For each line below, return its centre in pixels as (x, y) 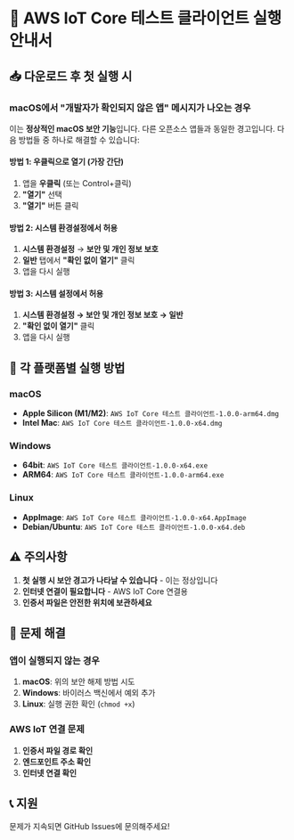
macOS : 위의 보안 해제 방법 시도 (78, 681)
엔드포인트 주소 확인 (57, 762)
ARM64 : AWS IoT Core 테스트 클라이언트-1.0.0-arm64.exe (123, 475)
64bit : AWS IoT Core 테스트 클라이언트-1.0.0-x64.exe (115, 465)
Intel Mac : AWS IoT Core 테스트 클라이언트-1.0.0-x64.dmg (122, 423)
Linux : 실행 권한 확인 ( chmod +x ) (78, 704)
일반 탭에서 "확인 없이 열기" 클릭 (78, 260)
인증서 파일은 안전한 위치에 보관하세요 (87, 602)
